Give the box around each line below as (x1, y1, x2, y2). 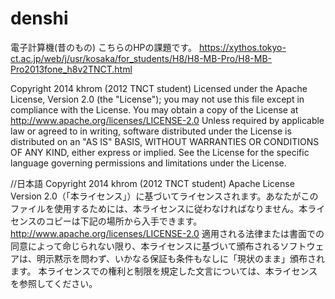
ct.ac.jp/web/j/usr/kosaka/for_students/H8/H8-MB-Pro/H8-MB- (10, 52, 273, 64)
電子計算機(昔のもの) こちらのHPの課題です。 (10, 41, 198, 53)
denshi (10, 7, 69, 30)
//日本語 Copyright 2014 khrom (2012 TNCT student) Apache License (10, 177, 295, 189)
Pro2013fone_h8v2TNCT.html (10, 63, 133, 75)
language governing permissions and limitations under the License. (10, 157, 287, 169)
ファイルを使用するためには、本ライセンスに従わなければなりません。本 (10, 202, 308, 214)
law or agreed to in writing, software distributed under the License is (10, 125, 292, 137)
